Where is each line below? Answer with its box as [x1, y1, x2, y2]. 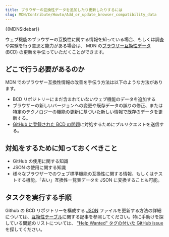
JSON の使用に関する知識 [12, 165, 66, 171]
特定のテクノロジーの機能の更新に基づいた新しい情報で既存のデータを [12, 109, 158, 115]
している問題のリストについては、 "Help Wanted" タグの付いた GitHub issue [5, 220, 163, 226]
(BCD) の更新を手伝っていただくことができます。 [5, 49, 107, 55]
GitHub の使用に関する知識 [12, 158, 69, 164]
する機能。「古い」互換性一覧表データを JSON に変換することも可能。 [17, 177, 162, 183]
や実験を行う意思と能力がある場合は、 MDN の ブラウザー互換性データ [5, 42, 151, 48]
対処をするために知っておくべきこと [5, 144, 118, 152]
